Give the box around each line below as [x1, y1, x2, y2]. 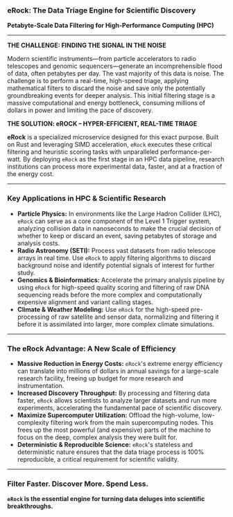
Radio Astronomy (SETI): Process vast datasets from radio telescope [17, 246, 216, 254]
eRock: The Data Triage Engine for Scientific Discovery [7, 6, 196, 15]
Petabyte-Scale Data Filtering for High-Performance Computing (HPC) [7, 21, 214, 30]
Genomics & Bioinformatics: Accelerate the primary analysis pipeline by [17, 276, 225, 284]
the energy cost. [7, 170, 54, 178]
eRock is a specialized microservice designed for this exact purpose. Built [7, 133, 219, 141]
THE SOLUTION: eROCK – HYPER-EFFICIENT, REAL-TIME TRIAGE [7, 120, 198, 128]
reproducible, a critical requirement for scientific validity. [17, 455, 179, 463]
